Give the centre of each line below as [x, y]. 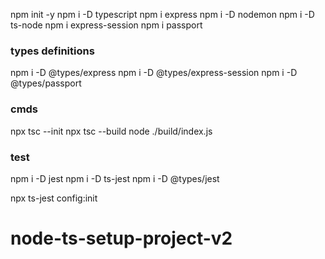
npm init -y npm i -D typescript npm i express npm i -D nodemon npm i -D [162, 14]
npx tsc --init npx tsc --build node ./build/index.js [111, 131]
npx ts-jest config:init [54, 198]
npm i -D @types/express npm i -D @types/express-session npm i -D [154, 73]
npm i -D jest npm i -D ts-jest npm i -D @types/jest [115, 178]
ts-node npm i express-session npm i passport [106, 25]
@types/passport [46, 83]
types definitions [52, 51]
